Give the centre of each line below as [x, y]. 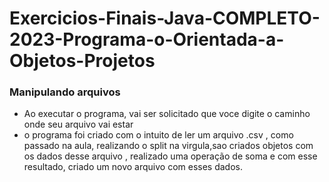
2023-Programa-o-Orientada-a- [147, 39]
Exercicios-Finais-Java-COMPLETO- [165, 18]
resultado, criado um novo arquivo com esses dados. [133, 167]
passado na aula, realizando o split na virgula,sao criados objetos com [168, 146]
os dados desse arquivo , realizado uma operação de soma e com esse [170, 156]
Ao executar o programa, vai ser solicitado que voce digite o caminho [167, 114]
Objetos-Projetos [82, 61]
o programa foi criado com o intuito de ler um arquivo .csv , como [158, 135]
